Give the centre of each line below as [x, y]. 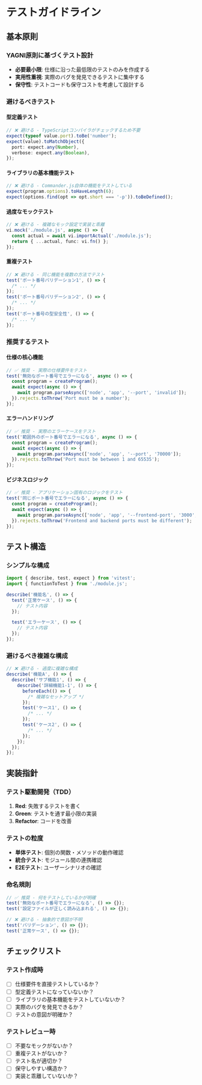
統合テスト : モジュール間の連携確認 [58, 860]
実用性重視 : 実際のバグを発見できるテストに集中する [80, 77]
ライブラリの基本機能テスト [41, 172]
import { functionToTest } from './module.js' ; [67, 584]
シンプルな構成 [28, 565]
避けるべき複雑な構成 [37, 656]
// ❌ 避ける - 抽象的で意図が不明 [44, 920]
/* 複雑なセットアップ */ [56, 697]
